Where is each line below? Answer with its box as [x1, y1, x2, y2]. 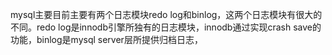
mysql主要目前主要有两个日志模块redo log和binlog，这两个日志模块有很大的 [10, 9, 323, 20]
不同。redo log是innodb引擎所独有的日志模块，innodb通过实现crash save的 [10, 21, 322, 33]
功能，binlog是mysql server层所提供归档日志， [10, 34, 203, 45]
